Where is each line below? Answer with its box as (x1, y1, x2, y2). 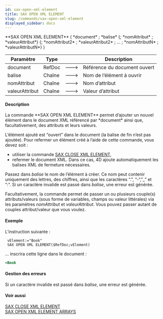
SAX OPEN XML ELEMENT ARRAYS (5, 308, 76, 314)
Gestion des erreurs (5, 271, 46, 277)
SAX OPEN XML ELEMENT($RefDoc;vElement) (7, 242, 91, 247)
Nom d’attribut (83, 80, 116, 87)
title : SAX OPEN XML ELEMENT (5, 12, 64, 17)
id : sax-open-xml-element (5, 7, 57, 12)
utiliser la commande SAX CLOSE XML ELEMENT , (12, 152, 112, 158)
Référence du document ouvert (83, 64, 155, 71)
